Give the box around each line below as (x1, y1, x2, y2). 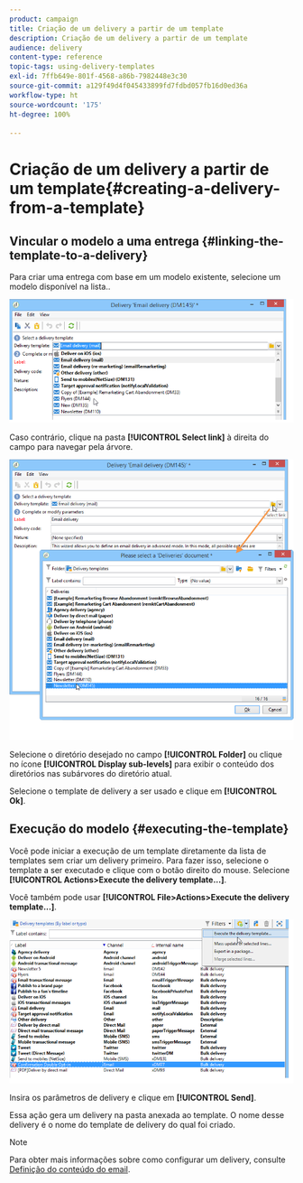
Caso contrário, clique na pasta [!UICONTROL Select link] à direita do (9, 432, 269, 442)
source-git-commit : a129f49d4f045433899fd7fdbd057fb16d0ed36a (9, 81, 248, 90)
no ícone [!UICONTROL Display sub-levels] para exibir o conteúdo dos (9, 759, 275, 769)
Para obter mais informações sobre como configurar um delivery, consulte (9, 1154, 286, 1165)
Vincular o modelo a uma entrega (9, 233, 200, 248)
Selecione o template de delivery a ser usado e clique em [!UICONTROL (9, 786, 278, 796)
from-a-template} (9, 198, 146, 219)
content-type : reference (9, 52, 103, 62)
